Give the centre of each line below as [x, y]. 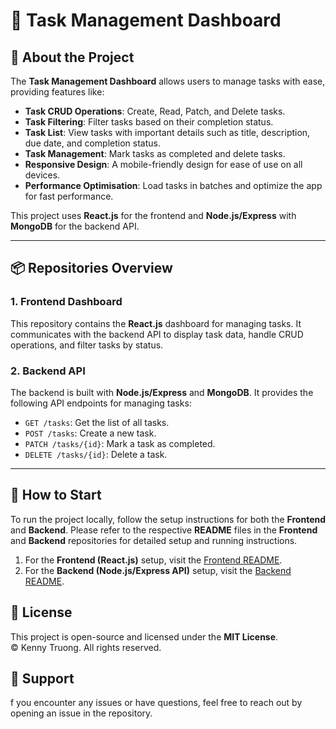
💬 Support [42, 678]
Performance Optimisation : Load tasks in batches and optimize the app [173, 185]
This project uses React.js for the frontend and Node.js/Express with [153, 215]
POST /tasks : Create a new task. [90, 433]
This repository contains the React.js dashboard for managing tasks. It [156, 323]
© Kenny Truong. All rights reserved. [86, 647]
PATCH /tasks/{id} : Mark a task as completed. [120, 443]
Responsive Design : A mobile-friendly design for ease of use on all [163, 164]
